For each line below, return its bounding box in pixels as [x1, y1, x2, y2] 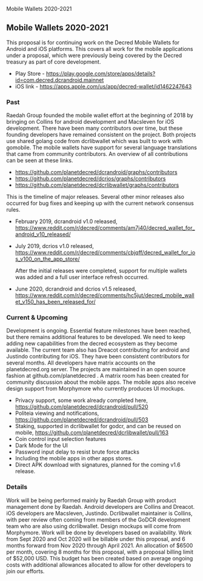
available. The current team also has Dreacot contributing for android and [6, 346, 190, 354]
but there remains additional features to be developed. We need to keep [6, 334, 186, 341]
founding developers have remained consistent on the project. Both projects [6, 131, 196, 138]
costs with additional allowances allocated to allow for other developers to [6, 561, 191, 568]
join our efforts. [6, 567, 45, 575]
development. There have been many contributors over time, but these [6, 124, 183, 132]
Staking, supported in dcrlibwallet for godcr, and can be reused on [15, 423, 181, 430]
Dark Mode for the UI [15, 442, 68, 449]
